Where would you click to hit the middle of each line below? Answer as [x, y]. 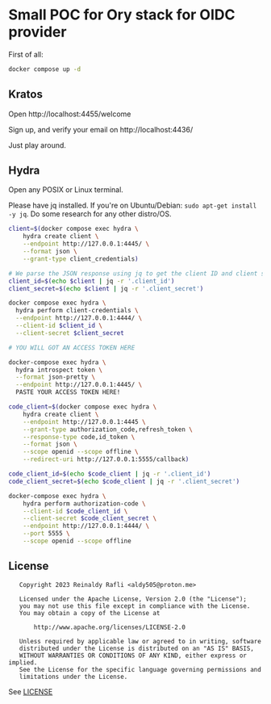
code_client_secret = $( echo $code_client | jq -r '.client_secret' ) [124, 481]
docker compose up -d [45, 69]
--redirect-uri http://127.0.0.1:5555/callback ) [106, 459]
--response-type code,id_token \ [79, 437]
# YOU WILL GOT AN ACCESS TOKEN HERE [72, 348]
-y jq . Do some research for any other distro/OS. [90, 214]
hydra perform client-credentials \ [77, 311]
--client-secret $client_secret [70, 333]
